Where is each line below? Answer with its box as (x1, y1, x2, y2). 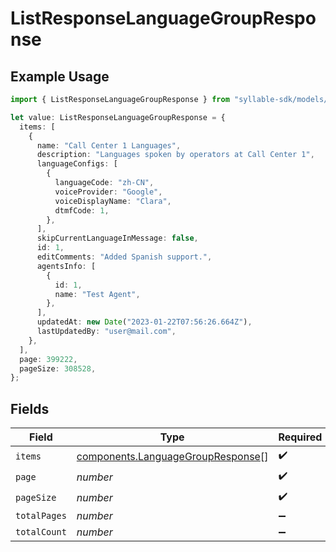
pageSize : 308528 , (19, 363, 97, 374)
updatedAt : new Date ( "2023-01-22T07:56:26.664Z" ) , (36, 317, 253, 327)
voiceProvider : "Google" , (54, 187, 163, 197)
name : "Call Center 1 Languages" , (36, 140, 182, 151)
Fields (10, 400, 50, 417)
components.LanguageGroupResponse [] (76, 449, 269, 463)
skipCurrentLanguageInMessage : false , (36, 233, 199, 244)
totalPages (15, 510, 67, 522)
